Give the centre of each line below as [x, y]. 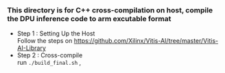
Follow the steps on [45, 41]
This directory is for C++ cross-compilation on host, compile [110, 10]
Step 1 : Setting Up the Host [56, 33]
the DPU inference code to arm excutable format [89, 18]
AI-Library [32, 48]
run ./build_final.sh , [49, 63]
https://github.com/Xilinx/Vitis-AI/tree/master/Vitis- [146, 41]
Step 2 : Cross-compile [50, 55]
